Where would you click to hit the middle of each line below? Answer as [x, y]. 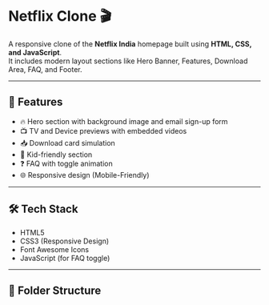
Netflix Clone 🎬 [60, 16]
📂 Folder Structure [55, 290]
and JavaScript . [35, 52]
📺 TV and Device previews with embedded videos [103, 130]
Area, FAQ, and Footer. [45, 69]
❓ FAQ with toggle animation [66, 163]
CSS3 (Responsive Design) [64, 241]
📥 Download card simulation [68, 142]
